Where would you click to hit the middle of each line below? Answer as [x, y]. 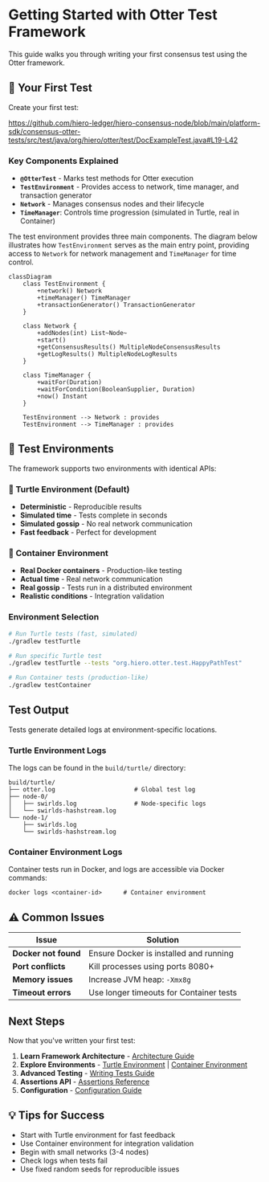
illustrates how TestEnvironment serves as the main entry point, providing [129, 245]
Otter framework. [37, 63]
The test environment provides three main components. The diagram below [133, 237]
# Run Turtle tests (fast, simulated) [73, 634]
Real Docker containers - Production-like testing [101, 571]
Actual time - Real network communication [91, 579]
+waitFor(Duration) [70, 382]
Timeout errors [42, 992]
